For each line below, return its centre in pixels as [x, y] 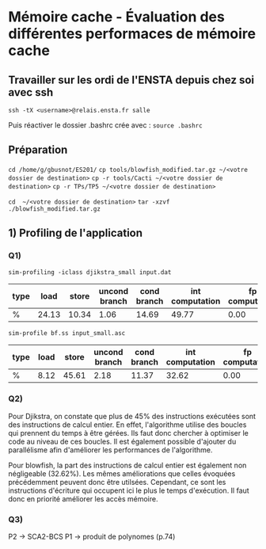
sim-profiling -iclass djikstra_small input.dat [90, 272]
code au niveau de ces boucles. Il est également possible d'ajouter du [122, 441]
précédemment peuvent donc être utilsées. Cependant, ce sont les [117, 482]
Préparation [38, 150]
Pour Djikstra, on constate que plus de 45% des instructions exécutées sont [132, 416]
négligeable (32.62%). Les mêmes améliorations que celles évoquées [122, 473]
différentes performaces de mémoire [132, 34]
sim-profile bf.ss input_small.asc [67, 333]
